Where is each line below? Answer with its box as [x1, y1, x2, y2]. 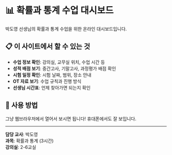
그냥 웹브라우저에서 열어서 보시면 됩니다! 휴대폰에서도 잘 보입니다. [5, 116, 137, 122]
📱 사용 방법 [5, 101, 38, 110]
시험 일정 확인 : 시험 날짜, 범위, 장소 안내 [12, 72, 92, 78]
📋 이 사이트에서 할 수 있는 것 [5, 42, 91, 51]
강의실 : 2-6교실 [5, 144, 37, 150]
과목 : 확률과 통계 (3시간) [5, 138, 54, 144]
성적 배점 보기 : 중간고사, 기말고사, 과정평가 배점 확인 [12, 65, 116, 72]
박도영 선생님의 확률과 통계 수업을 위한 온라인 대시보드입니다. [5, 26, 127, 32]
